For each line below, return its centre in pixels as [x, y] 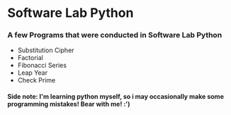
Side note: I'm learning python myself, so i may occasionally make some [116, 97]
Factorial [30, 58]
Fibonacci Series [42, 66]
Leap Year [33, 73]
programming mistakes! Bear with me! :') [69, 104]
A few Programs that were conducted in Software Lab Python [115, 35]
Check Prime [36, 80]
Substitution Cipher [46, 50]
